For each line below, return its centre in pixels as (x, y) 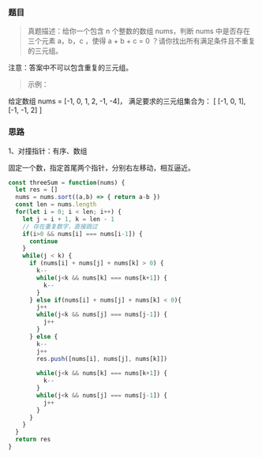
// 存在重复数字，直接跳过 (60, 227)
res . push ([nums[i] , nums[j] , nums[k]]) (102, 359)
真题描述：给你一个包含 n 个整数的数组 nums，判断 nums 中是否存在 (139, 31)
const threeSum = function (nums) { (67, 182)
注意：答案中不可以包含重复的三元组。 (70, 68)
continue (43, 241)
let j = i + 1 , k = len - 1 (68, 219)
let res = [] (37, 190)
